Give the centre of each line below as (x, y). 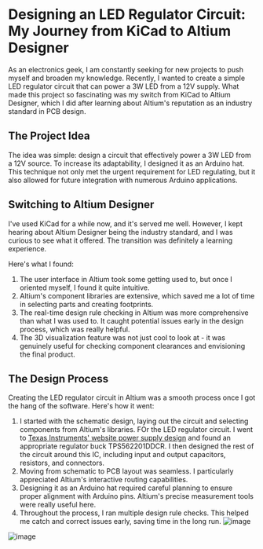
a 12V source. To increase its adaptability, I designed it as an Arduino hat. (126, 163)
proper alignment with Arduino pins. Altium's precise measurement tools (136, 496)
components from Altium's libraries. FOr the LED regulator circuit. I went (136, 430)
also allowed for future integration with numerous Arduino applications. (123, 180)
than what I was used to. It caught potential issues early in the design (131, 320)
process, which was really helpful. (75, 329)
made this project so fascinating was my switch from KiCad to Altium (120, 94)
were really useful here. (58, 505)
